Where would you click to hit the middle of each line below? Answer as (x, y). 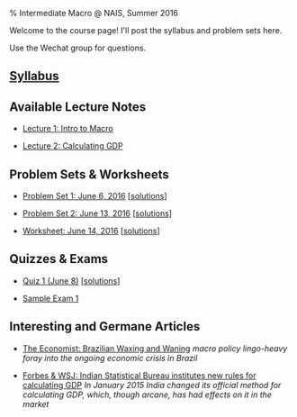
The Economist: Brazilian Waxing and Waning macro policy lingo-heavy (155, 348)
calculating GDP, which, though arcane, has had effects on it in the (147, 394)
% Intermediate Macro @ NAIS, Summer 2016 (94, 13)
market (36, 403)
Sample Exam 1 (50, 298)
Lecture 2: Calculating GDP (72, 146)
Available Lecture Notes (78, 107)
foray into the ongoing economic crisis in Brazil (110, 358)
